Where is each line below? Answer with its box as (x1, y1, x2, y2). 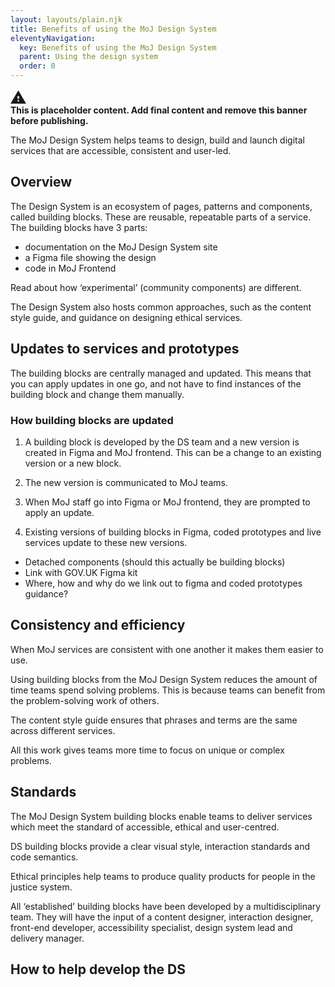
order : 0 (19, 61, 56, 71)
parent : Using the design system (19, 52, 159, 62)
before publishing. (10, 115, 89, 126)
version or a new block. (24, 457, 122, 469)
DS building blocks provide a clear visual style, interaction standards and (10, 840, 311, 852)
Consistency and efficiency (10, 617, 186, 634)
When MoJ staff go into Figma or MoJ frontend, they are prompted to (24, 496, 311, 508)
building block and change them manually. (10, 388, 185, 400)
